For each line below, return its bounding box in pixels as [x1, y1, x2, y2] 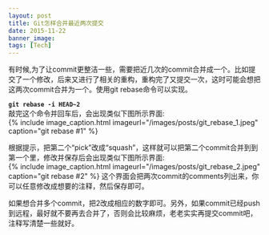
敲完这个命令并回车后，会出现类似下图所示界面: [8, 109, 166, 119]
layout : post [8, 11, 52, 20]
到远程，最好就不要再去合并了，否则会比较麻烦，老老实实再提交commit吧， [8, 209, 258, 218]
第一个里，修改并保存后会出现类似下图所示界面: [8, 153, 166, 163]
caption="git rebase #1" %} [8, 126, 98, 136]
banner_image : [8, 34, 56, 43]
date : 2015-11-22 [8, 26, 66, 34]
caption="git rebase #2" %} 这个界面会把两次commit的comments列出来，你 [8, 172, 259, 181]
